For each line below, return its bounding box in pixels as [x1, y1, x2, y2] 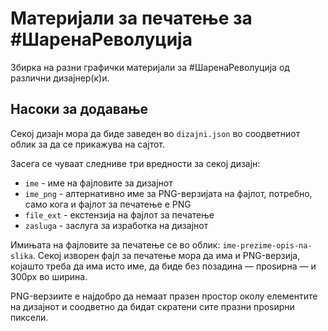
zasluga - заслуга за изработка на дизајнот [24, 219, 209, 231]
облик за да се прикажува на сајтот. [10, 138, 165, 150]
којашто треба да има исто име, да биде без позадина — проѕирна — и [10, 260, 317, 272]
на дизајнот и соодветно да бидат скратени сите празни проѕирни [10, 300, 295, 312]
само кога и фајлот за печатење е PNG [24, 198, 192, 210]
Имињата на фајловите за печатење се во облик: [10, 238, 221, 251]
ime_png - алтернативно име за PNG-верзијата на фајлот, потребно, [24, 187, 313, 199]
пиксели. [10, 311, 49, 323]
